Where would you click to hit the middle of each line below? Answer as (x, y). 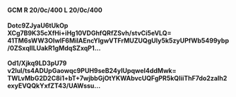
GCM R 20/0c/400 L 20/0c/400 (55, 10)
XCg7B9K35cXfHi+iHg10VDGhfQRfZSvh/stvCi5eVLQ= (89, 33)
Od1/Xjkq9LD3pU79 (37, 63)
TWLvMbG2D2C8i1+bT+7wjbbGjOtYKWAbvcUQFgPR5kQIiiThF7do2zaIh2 (117, 79)
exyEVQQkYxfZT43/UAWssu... (54, 86)
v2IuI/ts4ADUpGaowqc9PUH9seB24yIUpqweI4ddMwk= (92, 71)
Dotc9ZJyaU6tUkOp (38, 25)
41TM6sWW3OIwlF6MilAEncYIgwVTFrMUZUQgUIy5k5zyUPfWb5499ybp (118, 41)
